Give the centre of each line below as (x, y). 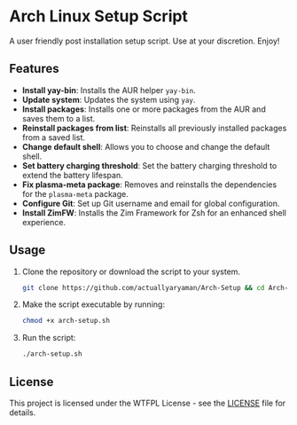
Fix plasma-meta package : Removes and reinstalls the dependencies (149, 185)
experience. (44, 222)
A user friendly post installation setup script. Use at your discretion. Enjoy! (145, 41)
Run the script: (49, 338)
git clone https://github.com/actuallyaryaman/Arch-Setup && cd (143, 287)
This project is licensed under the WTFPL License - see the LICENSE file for (148, 403)
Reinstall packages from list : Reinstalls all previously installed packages (154, 128)
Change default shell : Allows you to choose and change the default (146, 146)
